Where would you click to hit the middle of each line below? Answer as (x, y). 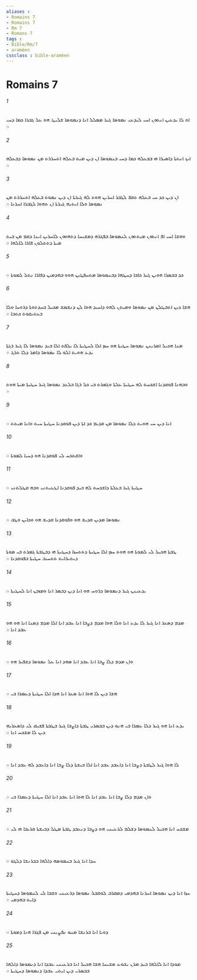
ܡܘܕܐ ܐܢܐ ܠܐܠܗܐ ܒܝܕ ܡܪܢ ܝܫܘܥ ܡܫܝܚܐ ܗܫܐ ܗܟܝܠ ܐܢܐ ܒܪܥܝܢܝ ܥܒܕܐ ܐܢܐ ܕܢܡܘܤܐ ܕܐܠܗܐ (94, 963)
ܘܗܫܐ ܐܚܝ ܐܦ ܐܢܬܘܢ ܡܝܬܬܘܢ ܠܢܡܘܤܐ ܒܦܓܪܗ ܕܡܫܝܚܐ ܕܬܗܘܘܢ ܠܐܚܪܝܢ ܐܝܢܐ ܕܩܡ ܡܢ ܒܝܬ (96, 236)
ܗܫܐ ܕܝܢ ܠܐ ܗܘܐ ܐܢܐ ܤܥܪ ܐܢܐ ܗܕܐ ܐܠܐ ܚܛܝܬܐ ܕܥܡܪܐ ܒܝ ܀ (62, 693)
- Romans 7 (19, 34)
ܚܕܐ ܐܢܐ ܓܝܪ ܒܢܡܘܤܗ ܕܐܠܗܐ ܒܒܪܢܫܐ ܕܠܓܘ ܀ (51, 861)
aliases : (18, 11)
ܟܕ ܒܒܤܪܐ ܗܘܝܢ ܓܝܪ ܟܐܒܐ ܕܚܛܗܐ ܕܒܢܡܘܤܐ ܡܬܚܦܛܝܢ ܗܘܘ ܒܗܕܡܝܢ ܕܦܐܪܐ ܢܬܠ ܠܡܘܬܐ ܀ (95, 274)
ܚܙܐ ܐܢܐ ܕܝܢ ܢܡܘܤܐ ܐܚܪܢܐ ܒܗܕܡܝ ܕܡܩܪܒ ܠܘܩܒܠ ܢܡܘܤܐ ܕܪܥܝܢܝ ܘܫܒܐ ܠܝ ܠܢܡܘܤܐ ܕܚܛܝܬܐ (98, 893)
